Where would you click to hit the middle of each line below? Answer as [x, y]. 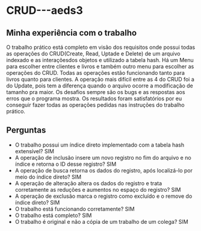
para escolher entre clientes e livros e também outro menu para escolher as [100, 66]
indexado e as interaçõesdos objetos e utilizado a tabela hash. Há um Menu [100, 60]
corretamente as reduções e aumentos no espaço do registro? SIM [98, 189]
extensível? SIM [34, 151]
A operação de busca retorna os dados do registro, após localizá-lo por [104, 170]
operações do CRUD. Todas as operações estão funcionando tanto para [96, 73]
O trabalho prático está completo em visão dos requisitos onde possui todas [101, 47]
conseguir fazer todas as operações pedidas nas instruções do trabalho [95, 105]
